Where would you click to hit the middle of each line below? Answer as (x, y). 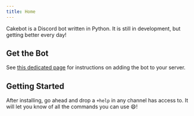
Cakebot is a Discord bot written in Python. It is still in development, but (93, 28)
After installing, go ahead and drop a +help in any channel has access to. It (97, 101)
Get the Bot (27, 54)
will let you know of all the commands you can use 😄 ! (72, 107)
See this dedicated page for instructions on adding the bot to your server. (96, 67)
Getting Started (35, 86)
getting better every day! (36, 35)
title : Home (21, 12)
